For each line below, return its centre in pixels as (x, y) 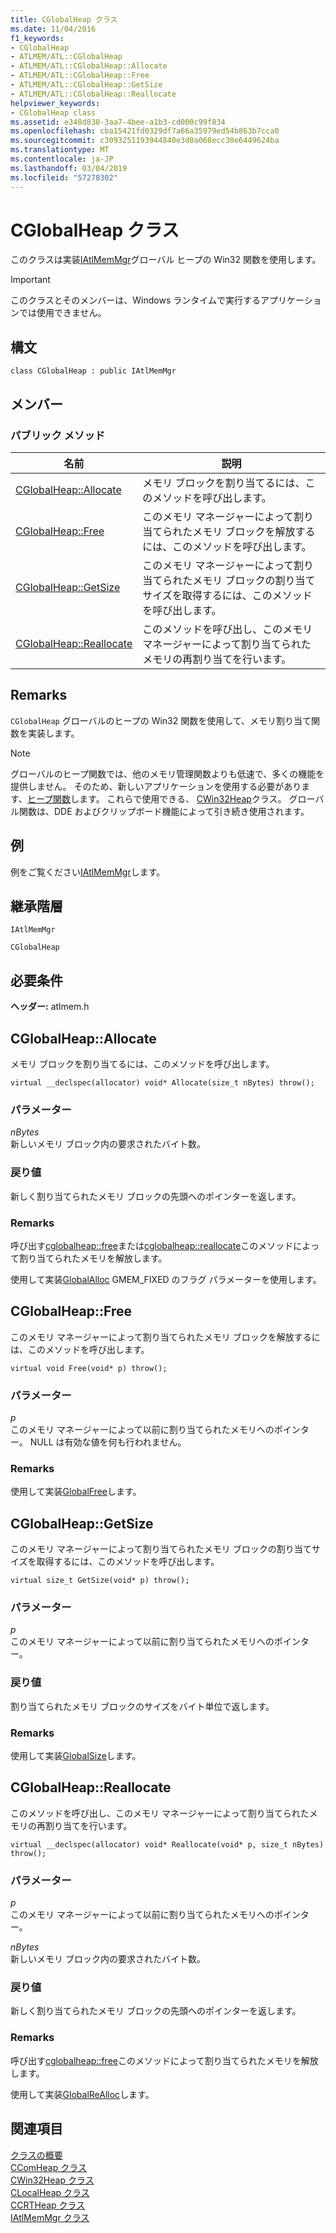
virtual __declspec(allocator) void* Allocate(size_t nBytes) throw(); (162, 1083)
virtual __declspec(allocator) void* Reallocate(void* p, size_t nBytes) (167, 1844)
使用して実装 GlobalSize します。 (76, 1755)
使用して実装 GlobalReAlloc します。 (82, 2094)
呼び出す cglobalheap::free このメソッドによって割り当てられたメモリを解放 (164, 2060)
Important (30, 280)
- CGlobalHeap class (53, 112)
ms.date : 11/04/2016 (53, 29)
